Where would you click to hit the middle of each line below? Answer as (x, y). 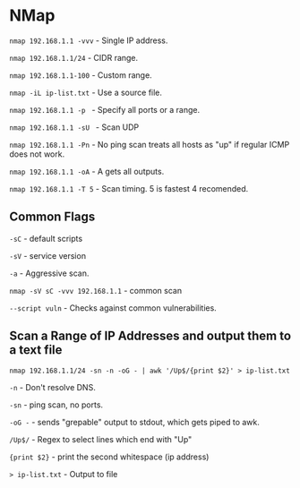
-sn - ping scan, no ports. (56, 405)
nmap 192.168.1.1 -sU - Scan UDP (74, 127)
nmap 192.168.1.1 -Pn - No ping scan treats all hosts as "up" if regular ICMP (150, 144)
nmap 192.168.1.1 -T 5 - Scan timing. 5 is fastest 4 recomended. (129, 188)
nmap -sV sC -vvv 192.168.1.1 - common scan (95, 290)
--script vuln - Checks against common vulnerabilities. (113, 308)
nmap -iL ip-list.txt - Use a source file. (86, 92)
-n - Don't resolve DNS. (52, 387)
